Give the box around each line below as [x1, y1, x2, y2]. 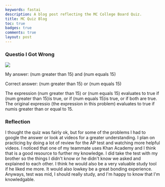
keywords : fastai [5, 7, 41, 12]
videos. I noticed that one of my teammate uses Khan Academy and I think [5, 145, 156, 151]
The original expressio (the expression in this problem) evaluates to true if [5, 101, 155, 107]
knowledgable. [5, 177, 35, 183]
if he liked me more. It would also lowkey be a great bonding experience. [5, 166, 153, 172]
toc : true [5, 21, 26, 26]
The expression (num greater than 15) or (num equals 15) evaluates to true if [5, 91, 159, 96]
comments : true [5, 30, 36, 35]
